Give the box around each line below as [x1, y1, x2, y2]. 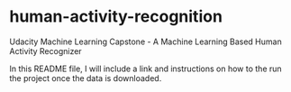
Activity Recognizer [9, 45, 83, 56]
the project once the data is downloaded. [9, 72, 162, 83]
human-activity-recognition [9, 6, 223, 27]
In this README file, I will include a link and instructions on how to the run [9, 63, 282, 74]
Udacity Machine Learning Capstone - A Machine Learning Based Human [9, 36, 282, 47]
